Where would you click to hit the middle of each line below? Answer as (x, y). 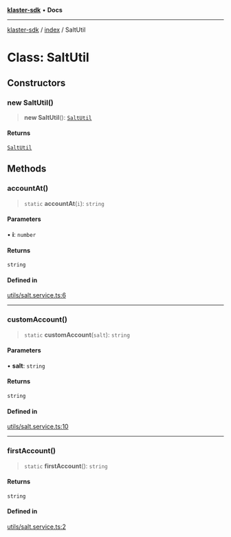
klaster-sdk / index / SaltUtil (46, 30)
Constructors (36, 83)
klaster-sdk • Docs (35, 10)
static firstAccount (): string (66, 466)
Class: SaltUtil (48, 57)
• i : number (22, 234)
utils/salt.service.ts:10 (38, 427)
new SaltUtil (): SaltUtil (58, 117)
